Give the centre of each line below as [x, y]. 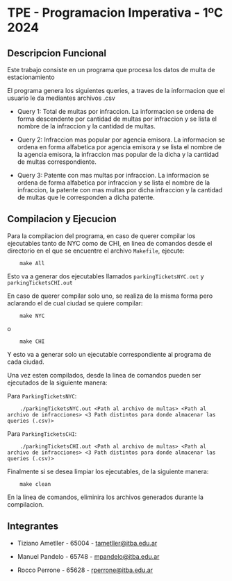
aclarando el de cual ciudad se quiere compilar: [75, 303]
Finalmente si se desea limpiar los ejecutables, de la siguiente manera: [108, 471]
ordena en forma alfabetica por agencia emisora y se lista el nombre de [119, 147]
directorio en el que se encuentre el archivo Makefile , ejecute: [96, 251]
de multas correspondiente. [57, 162]
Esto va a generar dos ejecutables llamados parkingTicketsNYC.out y [106, 276]
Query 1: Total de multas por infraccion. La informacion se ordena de [115, 111]
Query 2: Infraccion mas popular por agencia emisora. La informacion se [121, 140]
